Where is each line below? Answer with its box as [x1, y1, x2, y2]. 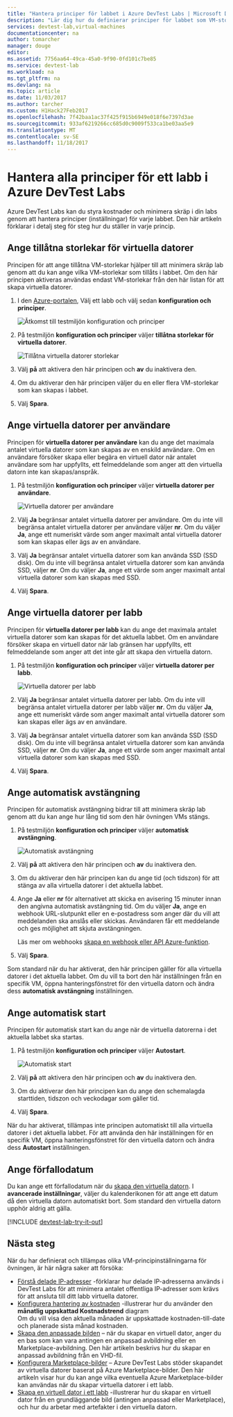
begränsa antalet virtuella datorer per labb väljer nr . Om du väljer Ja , [17, 703, 214, 711]
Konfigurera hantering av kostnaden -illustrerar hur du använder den [17, 1299, 213, 1308]
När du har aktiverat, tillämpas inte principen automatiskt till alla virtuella [7, 1121, 213, 1130]
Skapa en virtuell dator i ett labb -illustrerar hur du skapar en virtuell [17, 1388, 212, 1396]
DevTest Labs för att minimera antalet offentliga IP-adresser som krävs [17, 1284, 219, 1292]
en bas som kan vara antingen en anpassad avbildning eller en [17, 1336, 196, 1345]
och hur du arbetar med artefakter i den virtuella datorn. [17, 1402, 178, 1411]
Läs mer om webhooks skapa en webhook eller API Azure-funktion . [17, 938, 210, 946]
